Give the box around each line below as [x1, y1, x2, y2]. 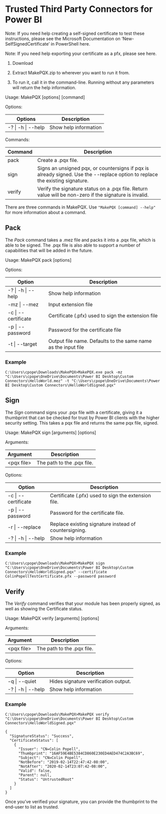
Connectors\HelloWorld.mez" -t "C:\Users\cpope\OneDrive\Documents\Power [5, 379, 161, 383]
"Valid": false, [18, 768, 52, 773]
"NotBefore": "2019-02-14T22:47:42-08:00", [18, 760, 110, 765]
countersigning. [50, 527, 86, 534]
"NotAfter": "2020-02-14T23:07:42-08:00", [18, 764, 107, 769]
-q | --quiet [7, 678, 37, 685]
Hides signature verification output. [49, 678, 131, 685]
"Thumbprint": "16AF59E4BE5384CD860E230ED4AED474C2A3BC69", [18, 751, 145, 756]
